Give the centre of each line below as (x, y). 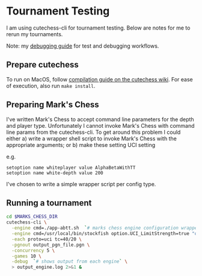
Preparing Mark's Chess (53, 105)
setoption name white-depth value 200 (55, 173)
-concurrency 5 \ (33, 250)
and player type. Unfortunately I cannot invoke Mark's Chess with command (100, 125)
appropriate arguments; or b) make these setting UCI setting (81, 145)
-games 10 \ (27, 256)
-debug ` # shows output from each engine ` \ (70, 262)
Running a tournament (49, 203)
